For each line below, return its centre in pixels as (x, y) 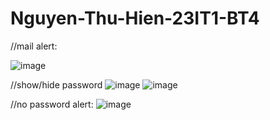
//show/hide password (56, 84)
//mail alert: (34, 46)
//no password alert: (52, 104)
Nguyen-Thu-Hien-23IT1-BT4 (135, 18)
